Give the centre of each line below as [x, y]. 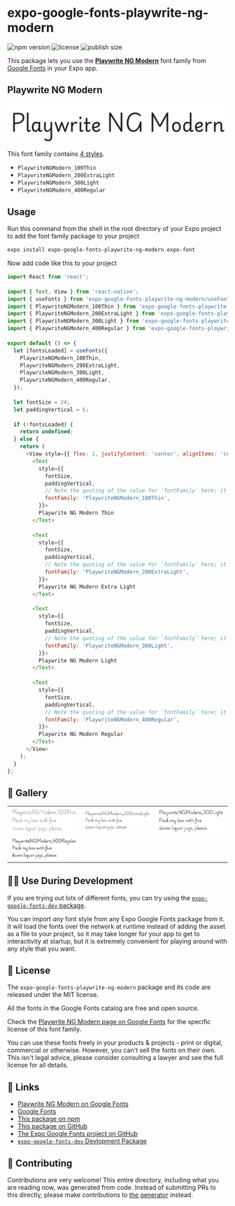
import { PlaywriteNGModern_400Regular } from [76, 329]
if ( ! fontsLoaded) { [43, 425]
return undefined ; [47, 432]
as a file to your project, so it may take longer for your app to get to [104, 934]
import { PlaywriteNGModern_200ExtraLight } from [81, 314]
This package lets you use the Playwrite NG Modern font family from [107, 60]
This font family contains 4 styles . [56, 154]
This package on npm [49, 1119]
